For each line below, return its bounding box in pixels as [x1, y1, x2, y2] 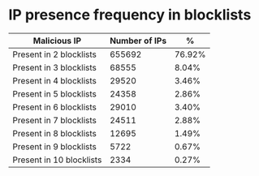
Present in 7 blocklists [12, 114, 97, 126]
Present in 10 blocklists [12, 154, 102, 165]
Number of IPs [109, 35, 167, 46]
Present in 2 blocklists [12, 49, 97, 60]
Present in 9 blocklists [12, 140, 97, 152]
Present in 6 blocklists [12, 101, 97, 113]
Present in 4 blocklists [12, 75, 97, 86]
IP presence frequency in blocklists [8, 6, 252, 24]
